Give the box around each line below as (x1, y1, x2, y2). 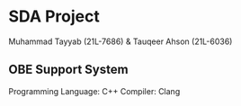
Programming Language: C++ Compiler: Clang (8, 85, 181, 96)
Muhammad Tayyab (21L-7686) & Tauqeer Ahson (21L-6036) (8, 36, 233, 47)
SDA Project (8, 6, 100, 27)
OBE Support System (8, 62, 129, 77)
